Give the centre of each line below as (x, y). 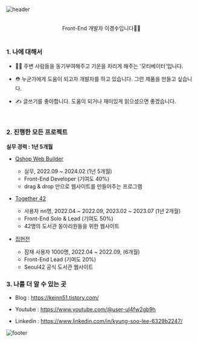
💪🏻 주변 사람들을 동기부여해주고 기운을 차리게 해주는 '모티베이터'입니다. (99, 66)
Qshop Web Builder (39, 159)
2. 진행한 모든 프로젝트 (37, 132)
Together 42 (30, 198)
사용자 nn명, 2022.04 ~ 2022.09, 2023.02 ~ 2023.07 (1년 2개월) (102, 211)
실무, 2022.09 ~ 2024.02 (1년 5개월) (68, 171)
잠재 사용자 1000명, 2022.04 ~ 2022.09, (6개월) (82, 252)
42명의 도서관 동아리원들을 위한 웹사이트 (72, 226)
